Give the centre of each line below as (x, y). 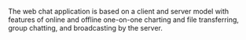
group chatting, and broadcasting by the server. (85, 28)
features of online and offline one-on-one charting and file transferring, (124, 20)
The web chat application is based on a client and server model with (119, 11)
